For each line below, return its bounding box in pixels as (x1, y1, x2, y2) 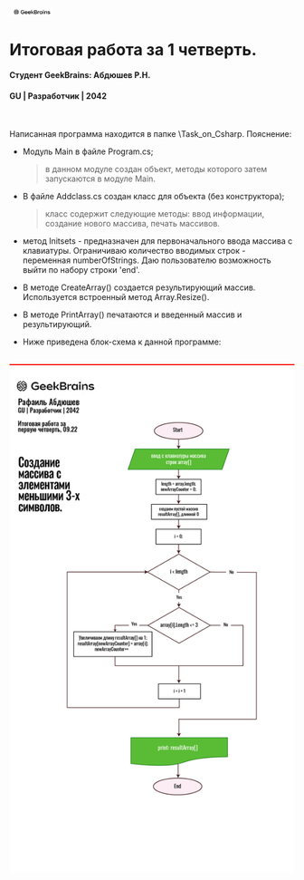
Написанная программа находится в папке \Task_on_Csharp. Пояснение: (9, 128, 292, 139)
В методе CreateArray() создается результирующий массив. (22, 282, 256, 293)
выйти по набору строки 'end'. (22, 264, 140, 275)
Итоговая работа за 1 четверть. (9, 39, 258, 60)
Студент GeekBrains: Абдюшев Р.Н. (9, 70, 151, 81)
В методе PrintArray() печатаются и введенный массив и (22, 309, 242, 320)
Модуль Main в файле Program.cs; (22, 146, 154, 157)
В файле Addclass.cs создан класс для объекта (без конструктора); (22, 190, 285, 201)
